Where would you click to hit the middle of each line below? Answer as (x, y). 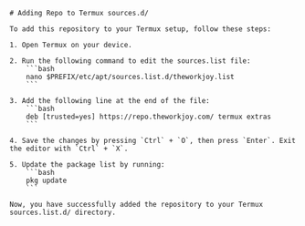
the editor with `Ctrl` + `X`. (69, 149)
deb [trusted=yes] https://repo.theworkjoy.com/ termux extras (149, 117)
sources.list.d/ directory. (63, 212)
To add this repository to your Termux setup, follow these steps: (141, 29)
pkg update (47, 180)
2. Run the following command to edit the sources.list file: (130, 61)
